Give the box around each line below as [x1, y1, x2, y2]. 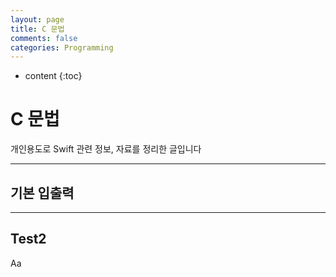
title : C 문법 [10, 24, 65, 34]
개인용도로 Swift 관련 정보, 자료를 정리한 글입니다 [10, 143, 202, 155]
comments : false [10, 33, 78, 43]
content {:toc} [24, 70, 83, 82]
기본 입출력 [10, 184, 75, 201]
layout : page [10, 14, 65, 25]
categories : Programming [10, 42, 114, 53]
